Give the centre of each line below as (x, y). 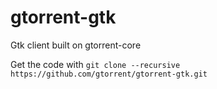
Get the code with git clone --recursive (95, 64)
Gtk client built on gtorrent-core (76, 45)
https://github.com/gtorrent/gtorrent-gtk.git (109, 74)
